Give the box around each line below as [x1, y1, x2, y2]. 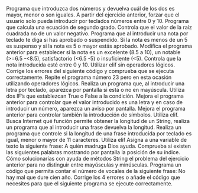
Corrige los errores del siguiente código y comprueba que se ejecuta [6, 68, 174, 74]
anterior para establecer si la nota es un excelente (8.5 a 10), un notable [6, 49, 181, 55]
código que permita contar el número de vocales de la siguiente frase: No [6, 168, 186, 174]
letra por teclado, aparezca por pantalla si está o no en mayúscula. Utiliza [6, 86, 185, 93]
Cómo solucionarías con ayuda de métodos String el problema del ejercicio [6, 155, 189, 162]
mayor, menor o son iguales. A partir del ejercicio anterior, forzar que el [6, 11, 180, 18]
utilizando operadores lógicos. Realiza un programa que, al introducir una [6, 80, 185, 87]
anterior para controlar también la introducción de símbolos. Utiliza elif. [6, 111, 179, 118]
